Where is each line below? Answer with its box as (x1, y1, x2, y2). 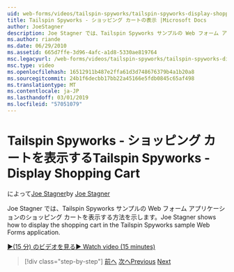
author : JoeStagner (7, 23, 64, 30)
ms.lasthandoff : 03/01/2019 (7, 95, 89, 102)
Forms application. (7, 227, 61, 237)
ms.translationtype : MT (7, 81, 77, 88)
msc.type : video (7, 62, 54, 69)
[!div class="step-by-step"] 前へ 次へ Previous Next (24, 257, 171, 265)
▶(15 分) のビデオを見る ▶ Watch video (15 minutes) (7, 242, 155, 250)
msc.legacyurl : (7, 56, 52, 63)
